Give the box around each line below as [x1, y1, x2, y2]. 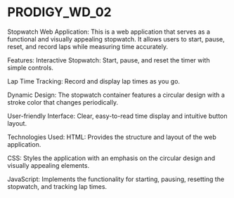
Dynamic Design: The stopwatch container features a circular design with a [7, 91, 225, 99]
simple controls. [7, 63, 54, 72]
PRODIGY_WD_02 [7, 4, 112, 20]
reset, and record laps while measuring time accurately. [7, 42, 169, 51]
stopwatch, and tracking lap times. [7, 182, 108, 190]
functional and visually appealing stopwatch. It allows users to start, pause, [7, 34, 225, 43]
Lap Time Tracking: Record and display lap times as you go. [7, 77, 181, 85]
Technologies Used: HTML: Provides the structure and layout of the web [7, 133, 216, 141]
